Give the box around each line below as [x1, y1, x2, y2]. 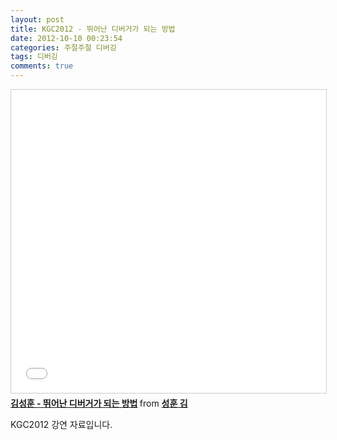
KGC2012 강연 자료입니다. [10, 419, 113, 430]
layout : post [10, 14, 65, 25]
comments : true [10, 61, 74, 71]
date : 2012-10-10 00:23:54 [10, 33, 123, 43]
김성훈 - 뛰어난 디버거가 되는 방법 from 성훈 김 [10, 397, 188, 409]
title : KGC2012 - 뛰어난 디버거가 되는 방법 [10, 24, 176, 34]
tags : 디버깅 [10, 52, 58, 62]
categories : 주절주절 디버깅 [10, 42, 117, 53]
